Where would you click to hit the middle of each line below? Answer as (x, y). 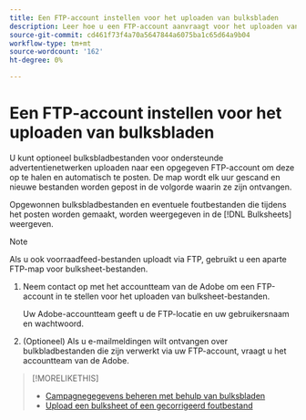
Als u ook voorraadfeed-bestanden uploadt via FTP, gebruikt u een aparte (148, 259)
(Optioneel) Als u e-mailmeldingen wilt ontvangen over (125, 341)
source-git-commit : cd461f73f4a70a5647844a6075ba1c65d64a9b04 (130, 35)
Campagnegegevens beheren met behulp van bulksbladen (155, 395)
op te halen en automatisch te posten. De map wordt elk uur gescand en (145, 177)
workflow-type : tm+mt (51, 43)
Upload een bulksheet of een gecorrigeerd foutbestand (149, 405)
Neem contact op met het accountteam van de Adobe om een (138, 286)
